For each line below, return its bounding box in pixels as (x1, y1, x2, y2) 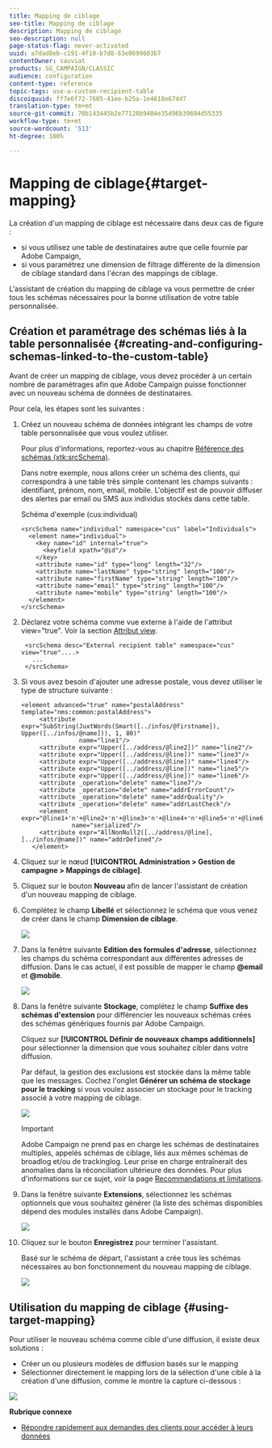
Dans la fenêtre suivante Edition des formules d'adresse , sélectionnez (20, 945, 257, 955)
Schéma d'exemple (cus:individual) (20, 510, 138, 519)
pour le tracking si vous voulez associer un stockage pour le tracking (20, 1085, 253, 1094)
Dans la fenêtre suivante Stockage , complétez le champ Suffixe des (20, 1001, 249, 1011)
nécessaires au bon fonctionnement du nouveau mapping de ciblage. (20, 1262, 252, 1272)
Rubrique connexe (9, 1407, 72, 1416)
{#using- (183, 1300, 229, 1315)
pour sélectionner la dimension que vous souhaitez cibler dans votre (20, 1043, 249, 1052)
